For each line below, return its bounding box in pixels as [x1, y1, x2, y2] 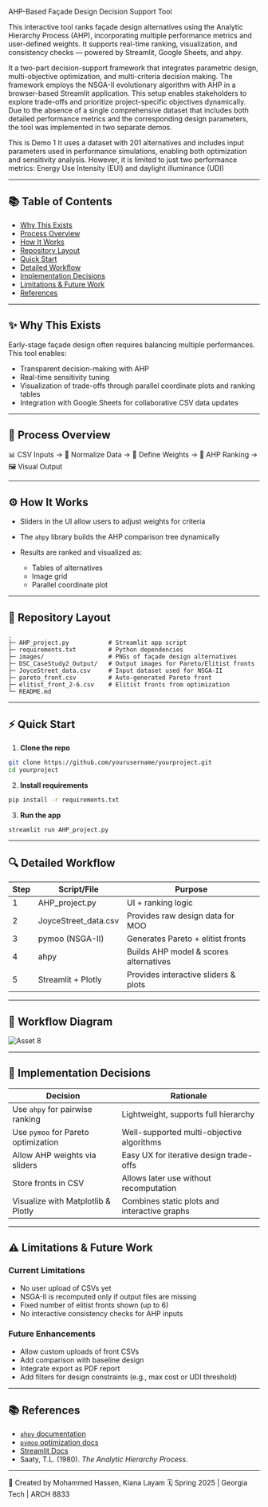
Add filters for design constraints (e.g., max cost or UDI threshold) [19, 1372, 238, 1382]
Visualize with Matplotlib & [12, 1195, 112, 1206]
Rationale [170, 1090, 207, 1101]
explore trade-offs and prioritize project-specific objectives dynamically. [8, 97, 246, 106]
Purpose [175, 884, 208, 895]
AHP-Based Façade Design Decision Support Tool [8, 7, 173, 16]
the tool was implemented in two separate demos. [8, 123, 173, 132]
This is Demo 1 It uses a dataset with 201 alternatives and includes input [8, 138, 245, 147]
